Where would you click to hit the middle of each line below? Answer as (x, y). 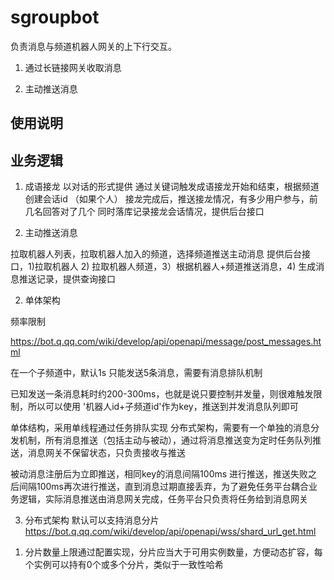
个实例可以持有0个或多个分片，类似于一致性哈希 (124, 565)
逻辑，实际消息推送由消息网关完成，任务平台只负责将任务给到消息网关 (163, 499)
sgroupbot (55, 17)
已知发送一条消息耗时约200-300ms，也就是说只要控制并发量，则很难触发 (162, 394)
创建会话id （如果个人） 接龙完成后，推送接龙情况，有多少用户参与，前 (171, 199)
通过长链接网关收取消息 (73, 67)
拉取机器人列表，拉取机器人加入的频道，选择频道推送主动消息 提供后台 (156, 254)
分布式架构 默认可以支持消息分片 (92, 520)
